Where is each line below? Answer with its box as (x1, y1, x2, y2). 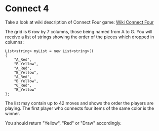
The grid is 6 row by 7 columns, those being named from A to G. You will (5, 28, 153, 34)
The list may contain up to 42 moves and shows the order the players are (5, 100, 154, 106)
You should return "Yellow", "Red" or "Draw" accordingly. (5, 120, 122, 126)
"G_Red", (14, 83, 32, 88)
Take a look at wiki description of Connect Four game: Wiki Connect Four (5, 19, 154, 25)
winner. (5, 110, 20, 116)
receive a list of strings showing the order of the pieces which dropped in (5, 34, 155, 40)
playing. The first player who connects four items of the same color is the (5, 105, 154, 111)
